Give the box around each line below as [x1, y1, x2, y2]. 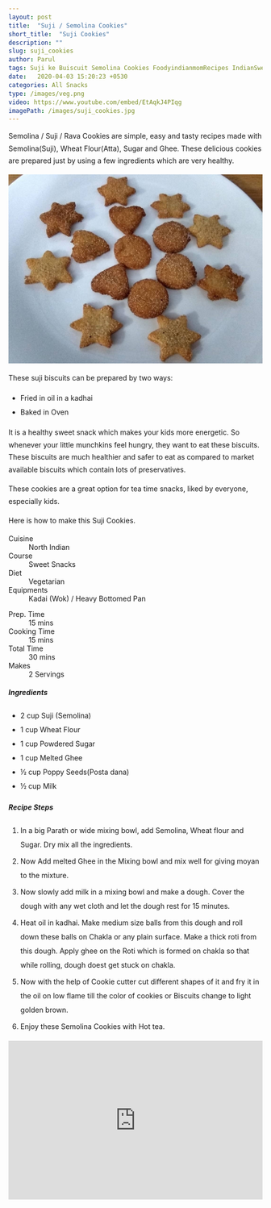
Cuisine [8, 533, 34, 544]
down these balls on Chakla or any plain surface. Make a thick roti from [19, 931, 256, 941]
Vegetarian [28, 577, 65, 586]
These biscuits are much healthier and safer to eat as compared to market [8, 452, 255, 462]
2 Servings [28, 669, 65, 679]
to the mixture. [19, 870, 69, 880]
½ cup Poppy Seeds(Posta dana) [19, 767, 130, 777]
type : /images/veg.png [8, 90, 85, 98]
